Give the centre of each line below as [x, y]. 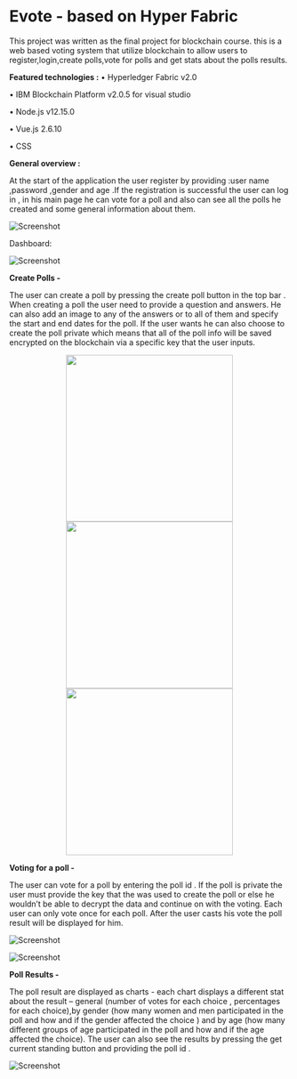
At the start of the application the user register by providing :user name [139, 181]
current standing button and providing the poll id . [100, 1048]
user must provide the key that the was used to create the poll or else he [142, 894]
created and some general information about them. [102, 209]
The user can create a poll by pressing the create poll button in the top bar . [148, 294]
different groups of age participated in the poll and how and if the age [137, 1029]
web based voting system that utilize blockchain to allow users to [128, 50]
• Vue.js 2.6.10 [36, 129]
